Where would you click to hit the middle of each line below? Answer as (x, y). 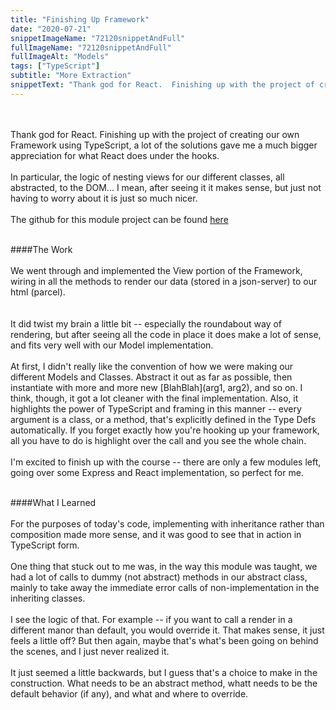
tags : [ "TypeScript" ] (55, 66)
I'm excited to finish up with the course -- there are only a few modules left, (166, 462)
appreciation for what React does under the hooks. (115, 155)
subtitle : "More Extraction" (71, 76)
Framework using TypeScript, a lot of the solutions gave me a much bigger (164, 145)
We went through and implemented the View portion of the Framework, (156, 270)
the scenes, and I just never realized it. (90, 651)
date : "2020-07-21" (51, 29)
